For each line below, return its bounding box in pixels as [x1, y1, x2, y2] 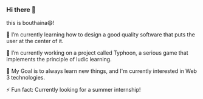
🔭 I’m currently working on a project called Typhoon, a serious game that [6, 49, 188, 56]
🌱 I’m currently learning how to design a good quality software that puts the [6, 31, 196, 38]
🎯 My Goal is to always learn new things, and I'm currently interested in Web [6, 67, 198, 75]
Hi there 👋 [6, 5, 36, 14]
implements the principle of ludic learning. [6, 56, 112, 63]
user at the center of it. [6, 38, 64, 45]
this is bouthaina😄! [6, 19, 55, 27]
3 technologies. [6, 74, 46, 81]
